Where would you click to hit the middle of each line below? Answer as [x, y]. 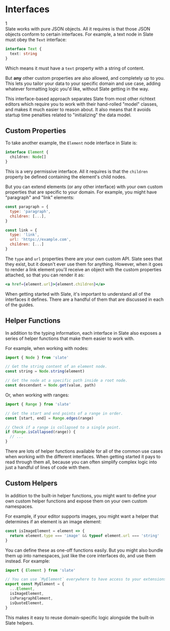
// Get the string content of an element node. [56, 367]
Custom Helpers [31, 483]
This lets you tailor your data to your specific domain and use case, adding [83, 83]
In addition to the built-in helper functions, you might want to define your [81, 495]
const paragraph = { [27, 207]
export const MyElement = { [35, 584]
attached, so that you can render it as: [45, 275]
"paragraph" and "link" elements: [40, 197]
